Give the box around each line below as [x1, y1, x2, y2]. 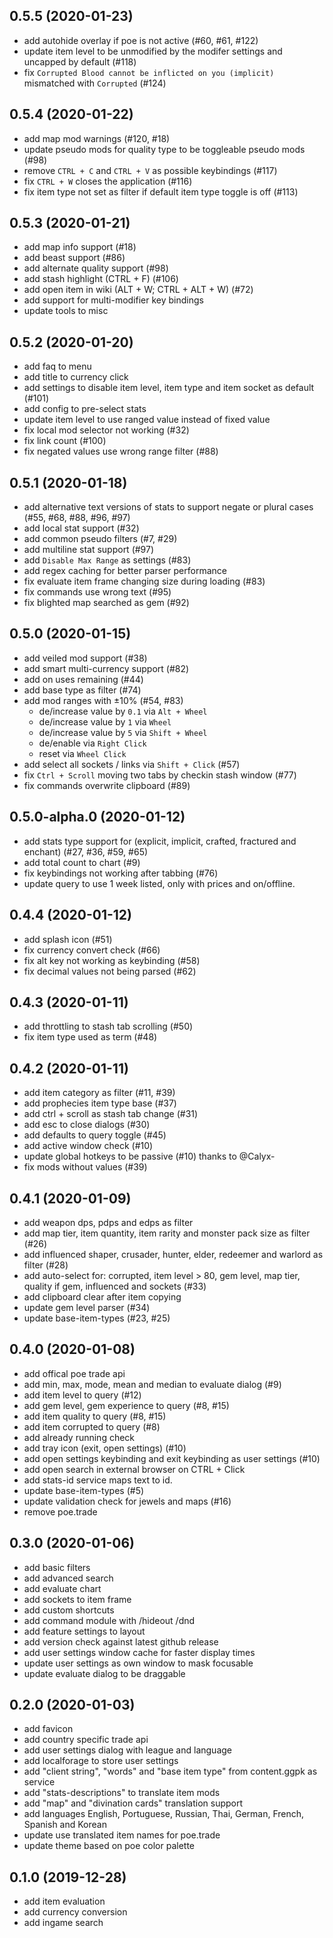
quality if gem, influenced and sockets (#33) [23, 1280, 207, 1292]
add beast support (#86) [23, 252, 126, 264]
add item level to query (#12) [23, 1389, 142, 1401]
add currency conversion [23, 1906, 128, 1918]
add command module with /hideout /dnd [23, 1614, 196, 1626]
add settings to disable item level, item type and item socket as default [23, 382, 315, 394]
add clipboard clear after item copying [23, 1290, 182, 1303]
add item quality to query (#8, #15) [23, 1410, 167, 1422]
